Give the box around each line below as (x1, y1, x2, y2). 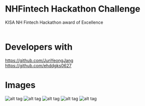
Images (5, 80, 36, 91)
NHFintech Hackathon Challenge (5, 3, 141, 15)
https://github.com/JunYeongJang (5, 57, 74, 63)
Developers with (5, 42, 73, 53)
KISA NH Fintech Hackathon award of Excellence (5, 19, 104, 25)
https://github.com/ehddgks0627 (5, 62, 72, 68)
